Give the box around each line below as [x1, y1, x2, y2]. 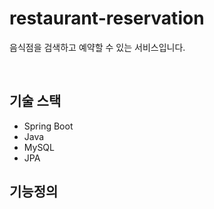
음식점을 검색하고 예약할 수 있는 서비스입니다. [9, 41, 186, 53]
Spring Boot [23, 120, 74, 132]
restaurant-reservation [9, 7, 205, 30]
